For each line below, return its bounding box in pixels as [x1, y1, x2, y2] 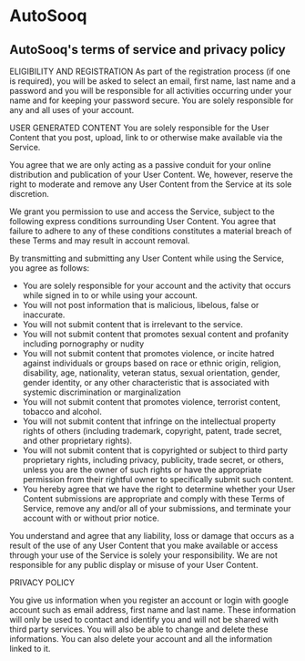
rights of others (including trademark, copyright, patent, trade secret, [22, 426, 282, 436]
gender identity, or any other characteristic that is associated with [22, 377, 270, 387]
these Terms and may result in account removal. [9, 235, 190, 246]
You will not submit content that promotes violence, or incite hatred [22, 348, 275, 358]
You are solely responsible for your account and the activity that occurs [22, 280, 291, 291]
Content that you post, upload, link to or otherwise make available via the [9, 132, 283, 142]
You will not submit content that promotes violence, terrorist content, [22, 397, 280, 407]
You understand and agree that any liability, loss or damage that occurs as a [9, 531, 295, 541]
